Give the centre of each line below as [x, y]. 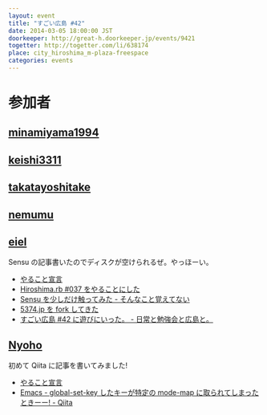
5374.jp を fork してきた [59, 309]
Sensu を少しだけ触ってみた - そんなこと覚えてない [105, 299]
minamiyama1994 [54, 133]
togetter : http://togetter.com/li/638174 [79, 46]
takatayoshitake [49, 187]
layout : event [32, 16]
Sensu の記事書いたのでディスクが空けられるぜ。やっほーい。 [111, 262]
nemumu [31, 215]
